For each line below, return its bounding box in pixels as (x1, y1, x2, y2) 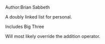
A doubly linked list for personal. (5, 14, 72, 19)
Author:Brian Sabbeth (5, 4, 50, 10)
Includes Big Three (5, 23, 44, 29)
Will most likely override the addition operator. (5, 33, 100, 39)
